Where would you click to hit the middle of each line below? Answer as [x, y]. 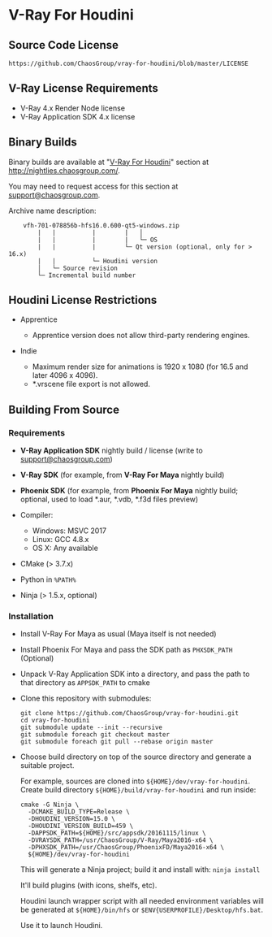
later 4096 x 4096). [65, 375]
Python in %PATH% [48, 579]
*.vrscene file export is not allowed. [91, 384]
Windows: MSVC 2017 [69, 531]
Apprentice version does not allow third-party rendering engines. [141, 336]
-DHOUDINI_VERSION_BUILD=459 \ [81, 826]
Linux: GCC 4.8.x [60, 540]
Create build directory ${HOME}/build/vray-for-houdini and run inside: [138, 790]
